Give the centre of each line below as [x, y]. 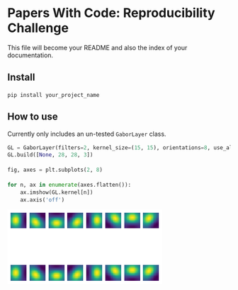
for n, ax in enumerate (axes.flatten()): [69, 185]
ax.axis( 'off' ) [42, 199]
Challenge [38, 28]
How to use [33, 117]
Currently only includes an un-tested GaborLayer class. [87, 134]
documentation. [30, 55]
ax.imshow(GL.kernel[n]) [57, 192]
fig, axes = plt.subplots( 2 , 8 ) [55, 170]
